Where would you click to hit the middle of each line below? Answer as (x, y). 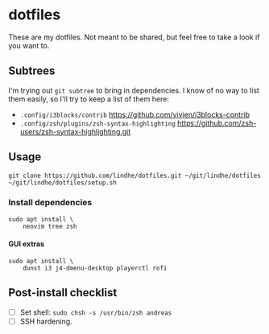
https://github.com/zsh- (217, 123)
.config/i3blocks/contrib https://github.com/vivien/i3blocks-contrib (135, 114)
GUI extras (26, 244)
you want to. (29, 45)
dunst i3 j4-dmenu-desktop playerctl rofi (95, 268)
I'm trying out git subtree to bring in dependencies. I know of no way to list (134, 90)
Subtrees (32, 71)
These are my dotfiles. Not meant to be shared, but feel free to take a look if (134, 37)
